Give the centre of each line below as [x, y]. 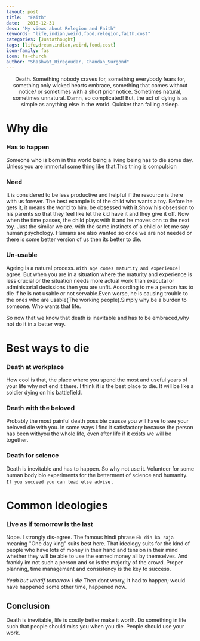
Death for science [33, 456]
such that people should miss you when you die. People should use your [95, 626]
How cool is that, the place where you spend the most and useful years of [97, 380]
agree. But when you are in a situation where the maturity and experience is [99, 274]
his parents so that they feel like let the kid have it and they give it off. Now [98, 214]
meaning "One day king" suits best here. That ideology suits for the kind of [98, 544]
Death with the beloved [41, 408]
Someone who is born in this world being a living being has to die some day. [100, 160]
